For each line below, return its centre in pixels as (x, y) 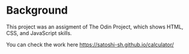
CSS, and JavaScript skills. (39, 33)
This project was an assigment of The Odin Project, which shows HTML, (95, 27)
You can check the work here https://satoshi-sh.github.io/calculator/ (90, 45)
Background (37, 10)
